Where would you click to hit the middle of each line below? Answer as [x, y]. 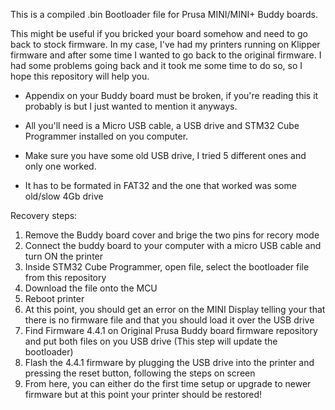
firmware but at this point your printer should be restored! [143, 394]
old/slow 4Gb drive [64, 196]
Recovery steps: [44, 215]
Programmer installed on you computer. [106, 136]
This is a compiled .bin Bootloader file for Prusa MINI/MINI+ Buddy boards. [164, 14]
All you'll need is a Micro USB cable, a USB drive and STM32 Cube [162, 125]
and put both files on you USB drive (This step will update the [151, 341]
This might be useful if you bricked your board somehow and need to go [159, 33]
